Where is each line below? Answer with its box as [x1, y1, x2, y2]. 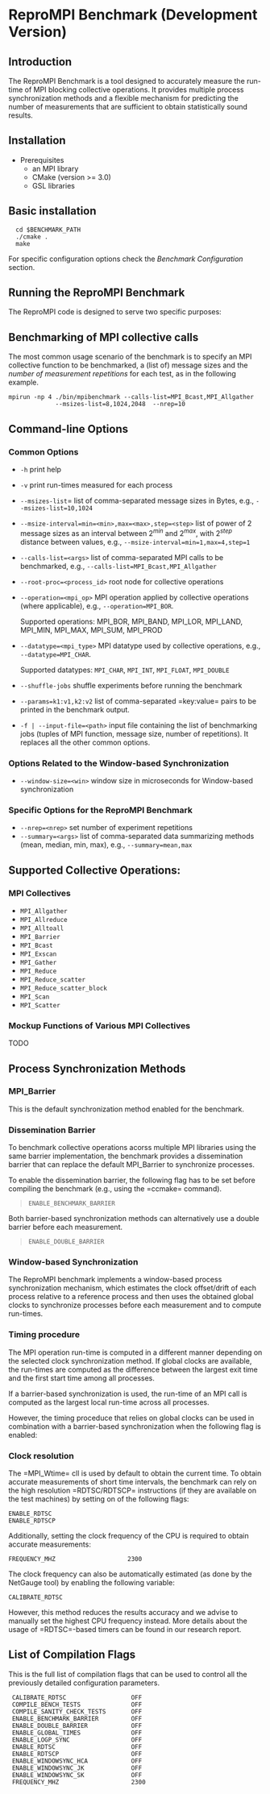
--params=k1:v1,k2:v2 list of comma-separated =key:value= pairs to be [19, 696, 256, 706]
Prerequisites [19, 155, 64, 164]
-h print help [19, 464, 62, 474]
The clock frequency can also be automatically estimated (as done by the [8, 1569, 252, 1579]
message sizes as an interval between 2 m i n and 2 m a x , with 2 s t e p [19, 526, 232, 538]
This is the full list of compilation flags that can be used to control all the [8, 1669, 247, 1679]
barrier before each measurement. [8, 1223, 123, 1232]
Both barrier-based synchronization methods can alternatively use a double [8, 1214, 260, 1223]
